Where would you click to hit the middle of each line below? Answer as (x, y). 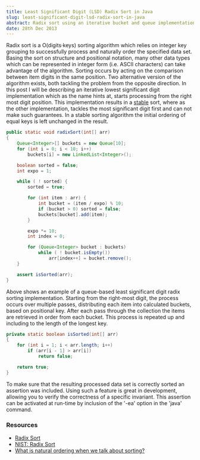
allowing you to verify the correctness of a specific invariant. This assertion (99, 397)
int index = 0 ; (46, 236)
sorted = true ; (46, 187)
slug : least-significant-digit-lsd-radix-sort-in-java (76, 17)
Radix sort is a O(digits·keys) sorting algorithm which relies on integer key (96, 45)
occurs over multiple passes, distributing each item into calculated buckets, (99, 304)
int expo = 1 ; (34, 171)
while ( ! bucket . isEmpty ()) (74, 253)
